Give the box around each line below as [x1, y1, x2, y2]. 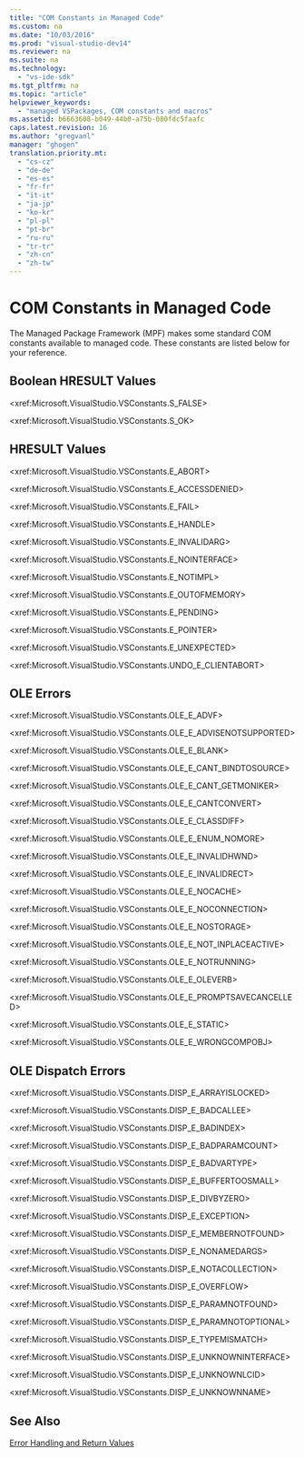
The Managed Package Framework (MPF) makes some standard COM [9, 327, 272, 338]
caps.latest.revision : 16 [9, 124, 107, 133]
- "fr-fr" [17, 183, 54, 192]
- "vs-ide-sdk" [17, 73, 75, 82]
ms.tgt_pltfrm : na [9, 81, 79, 90]
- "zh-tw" [17, 258, 54, 268]
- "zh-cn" [17, 250, 54, 259]
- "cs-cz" [17, 156, 54, 166]
